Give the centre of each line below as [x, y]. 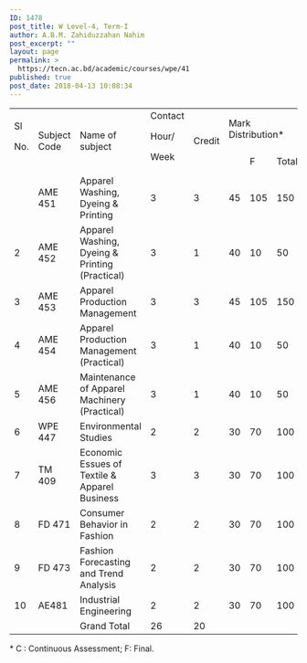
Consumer [102, 512]
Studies [96, 437]
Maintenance [108, 377]
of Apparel [102, 388]
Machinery [103, 400]
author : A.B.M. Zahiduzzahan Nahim [77, 35]
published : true [40, 78]
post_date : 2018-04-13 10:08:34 [71, 86]
